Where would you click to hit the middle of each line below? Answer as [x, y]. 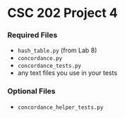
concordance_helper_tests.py [60, 107]
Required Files [32, 35]
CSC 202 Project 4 [63, 13]
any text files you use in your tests [67, 73]
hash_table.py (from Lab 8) [57, 50]
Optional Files [31, 91]
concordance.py [40, 59]
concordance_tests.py [49, 66]
